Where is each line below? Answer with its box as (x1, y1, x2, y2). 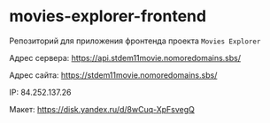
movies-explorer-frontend (9, 6, 206, 27)
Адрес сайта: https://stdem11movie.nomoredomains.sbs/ (9, 69, 218, 81)
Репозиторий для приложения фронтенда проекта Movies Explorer (9, 35, 261, 46)
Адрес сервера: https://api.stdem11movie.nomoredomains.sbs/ (9, 52, 242, 63)
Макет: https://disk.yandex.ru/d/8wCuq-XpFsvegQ (9, 104, 195, 114)
